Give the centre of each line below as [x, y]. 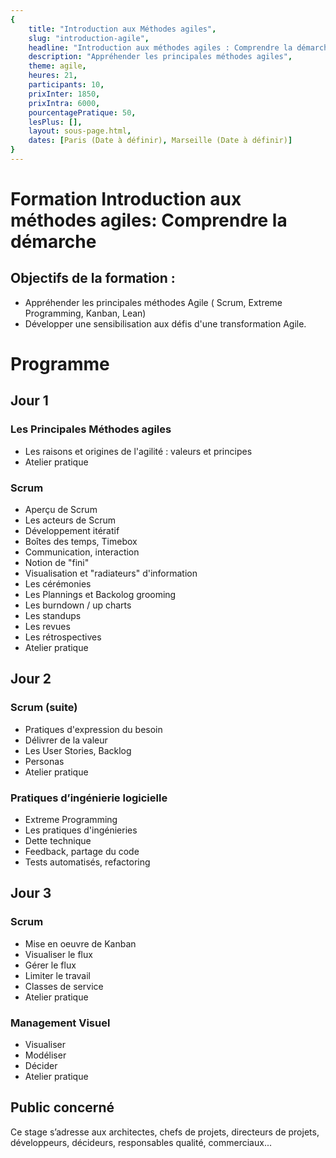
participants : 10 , [66, 85]
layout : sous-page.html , [80, 131]
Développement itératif [72, 531]
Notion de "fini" [57, 563]
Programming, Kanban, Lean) [85, 313]
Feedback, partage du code [82, 852]
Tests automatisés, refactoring [87, 862]
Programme [60, 364]
